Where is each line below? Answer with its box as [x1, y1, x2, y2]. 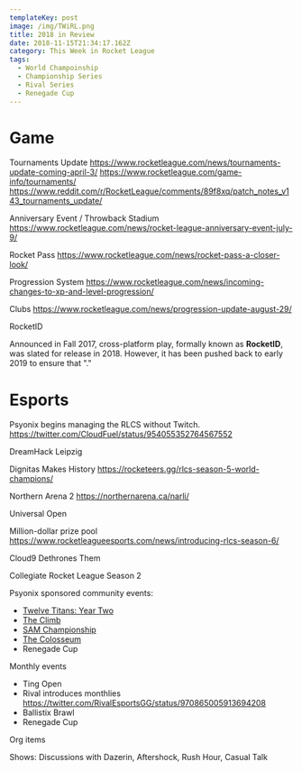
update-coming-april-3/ [9, 167, 98, 178]
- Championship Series [17, 72, 103, 81]
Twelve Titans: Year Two [22, 605, 114, 616]
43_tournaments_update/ [9, 196, 103, 207]
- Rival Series [17, 80, 75, 89]
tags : [9, 55, 30, 64]
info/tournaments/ [9, 177, 77, 188]
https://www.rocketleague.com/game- [99, 167, 243, 178]
